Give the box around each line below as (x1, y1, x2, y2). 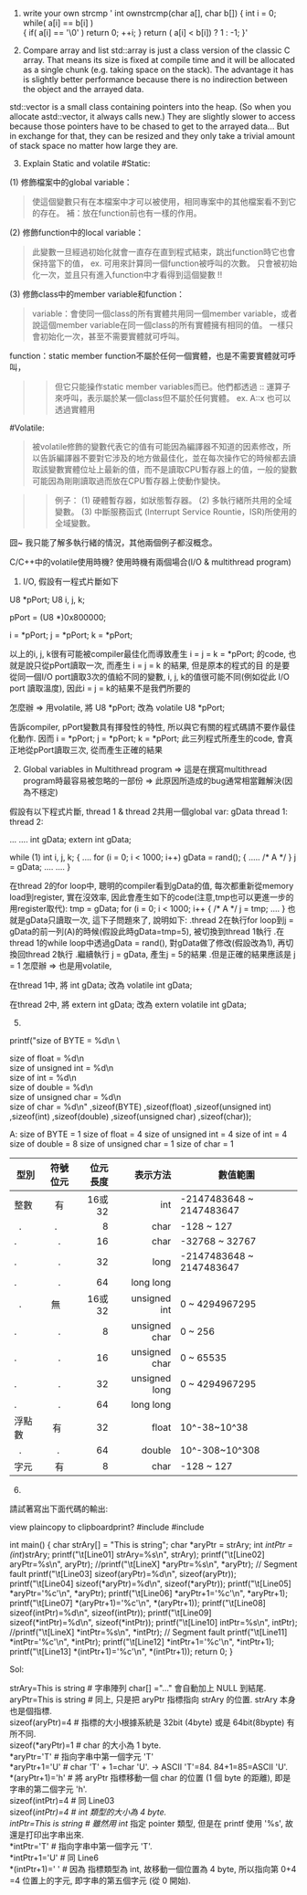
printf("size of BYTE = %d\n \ (9, 1035, 121, 1045)
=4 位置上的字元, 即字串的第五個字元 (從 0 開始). (9, 1875, 192, 1886)
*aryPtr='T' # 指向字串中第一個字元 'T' (9, 1752, 153, 1762)
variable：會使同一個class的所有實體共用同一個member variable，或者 (31, 308, 298, 319)
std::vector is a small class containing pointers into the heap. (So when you (9, 101, 292, 112)
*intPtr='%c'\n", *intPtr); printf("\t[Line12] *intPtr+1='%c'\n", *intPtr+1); (9, 1636, 275, 1647)
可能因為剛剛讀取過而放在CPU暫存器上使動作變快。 (31, 475, 226, 486)
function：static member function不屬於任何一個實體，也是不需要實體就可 (9, 351, 289, 361)
